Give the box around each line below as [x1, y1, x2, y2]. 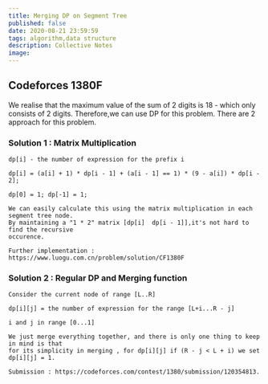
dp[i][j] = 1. [8, 354, 56, 362]
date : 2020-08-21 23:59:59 [8, 27, 99, 35]
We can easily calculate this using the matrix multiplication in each [8, 205, 253, 213]
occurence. [8, 233, 45, 241]
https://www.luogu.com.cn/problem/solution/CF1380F [8, 254, 185, 262]
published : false [8, 19, 67, 27]
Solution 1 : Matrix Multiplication [8, 137, 137, 149]
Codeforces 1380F [8, 79, 103, 92]
